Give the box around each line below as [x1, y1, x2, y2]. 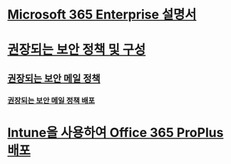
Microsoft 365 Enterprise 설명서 [7, 6, 197, 23]
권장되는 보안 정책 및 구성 [7, 42, 146, 58]
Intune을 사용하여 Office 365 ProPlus [7, 124, 224, 140]
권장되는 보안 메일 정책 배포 [7, 96, 96, 106]
